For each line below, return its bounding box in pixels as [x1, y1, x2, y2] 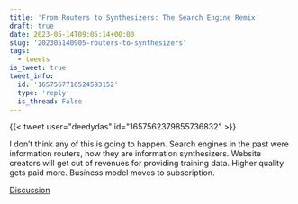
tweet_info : [9, 72, 54, 81]
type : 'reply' [17, 88, 70, 97]
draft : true [9, 22, 54, 31]
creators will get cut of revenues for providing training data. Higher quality [9, 158, 284, 169]
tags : [9, 47, 30, 56]
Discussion [9, 185, 50, 196]
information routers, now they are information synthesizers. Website [9, 148, 262, 159]
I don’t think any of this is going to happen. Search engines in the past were [9, 138, 290, 149]
